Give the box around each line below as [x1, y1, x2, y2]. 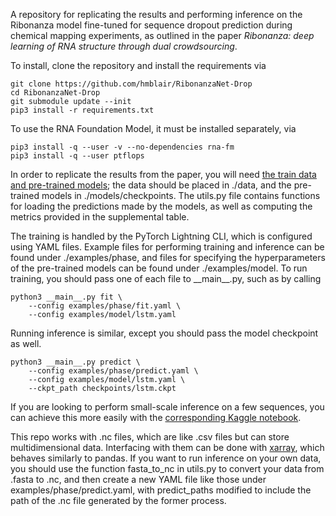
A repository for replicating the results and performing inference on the [10, 9, 303, 20]
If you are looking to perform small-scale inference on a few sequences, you [10, 401, 325, 413]
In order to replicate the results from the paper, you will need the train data [10, 169, 317, 180]
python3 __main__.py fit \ [10, 292, 123, 302]
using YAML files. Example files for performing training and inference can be [10, 241, 325, 253]
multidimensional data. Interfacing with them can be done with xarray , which [10, 442, 325, 453]
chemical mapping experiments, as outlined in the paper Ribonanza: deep [10, 30, 315, 41]
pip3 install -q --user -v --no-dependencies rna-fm [10, 142, 235, 152]
